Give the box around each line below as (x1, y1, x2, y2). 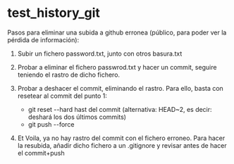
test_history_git (7, 5, 101, 21)
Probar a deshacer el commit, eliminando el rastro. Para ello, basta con (17, 84, 223, 92)
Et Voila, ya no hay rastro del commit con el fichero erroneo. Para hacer (17, 134, 226, 142)
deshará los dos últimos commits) (27, 113, 127, 121)
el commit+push (17, 149, 65, 157)
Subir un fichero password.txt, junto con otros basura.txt (17, 49, 183, 58)
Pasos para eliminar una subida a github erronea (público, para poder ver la (7, 28, 227, 37)
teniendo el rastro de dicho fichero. (17, 70, 121, 79)
